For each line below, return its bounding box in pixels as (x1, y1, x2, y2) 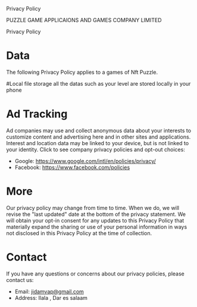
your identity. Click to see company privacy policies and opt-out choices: (6, 146, 186, 153)
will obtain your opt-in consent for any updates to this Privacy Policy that (6, 217, 185, 224)
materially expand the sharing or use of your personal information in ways (6, 223, 187, 230)
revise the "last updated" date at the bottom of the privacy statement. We (6, 211, 186, 218)
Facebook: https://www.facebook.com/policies (14, 164, 130, 171)
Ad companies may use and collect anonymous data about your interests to (6, 127, 192, 134)
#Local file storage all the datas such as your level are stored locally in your (6, 80, 191, 87)
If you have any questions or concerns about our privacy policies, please (6, 270, 185, 277)
